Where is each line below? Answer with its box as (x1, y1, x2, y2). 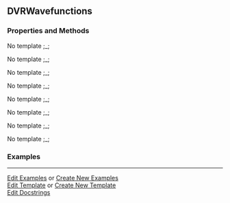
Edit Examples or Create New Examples (7, 174, 118, 182)
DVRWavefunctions (7, 5, 92, 17)
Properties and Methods (7, 26, 90, 36)
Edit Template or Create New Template (7, 181, 116, 189)
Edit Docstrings (7, 188, 51, 196)
